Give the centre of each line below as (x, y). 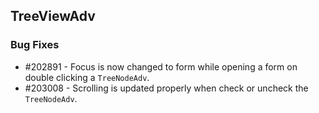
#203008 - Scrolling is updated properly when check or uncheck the (166, 88)
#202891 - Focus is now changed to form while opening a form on (161, 66)
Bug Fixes (35, 45)
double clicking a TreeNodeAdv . (87, 77)
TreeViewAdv (53, 16)
